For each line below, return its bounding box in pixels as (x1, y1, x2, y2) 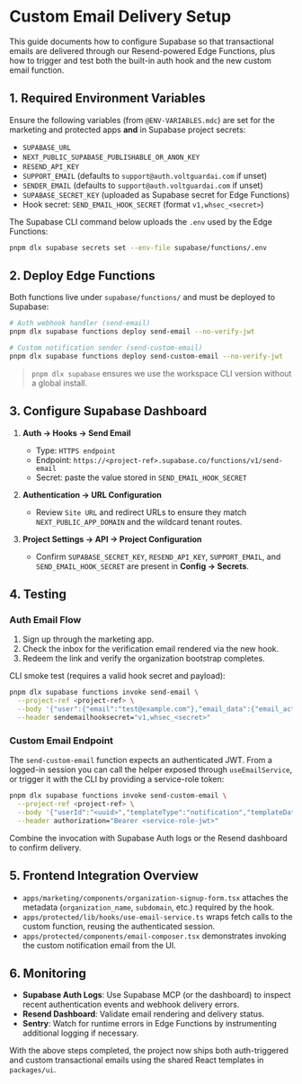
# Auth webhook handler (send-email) (9, 319, 151, 328)
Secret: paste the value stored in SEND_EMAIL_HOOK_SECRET (35, 472, 247, 483)
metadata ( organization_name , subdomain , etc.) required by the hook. (22, 902, 275, 912)
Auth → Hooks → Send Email (22, 427, 131, 438)
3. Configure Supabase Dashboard (9, 404, 208, 419)
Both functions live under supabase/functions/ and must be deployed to (9, 292, 276, 303)
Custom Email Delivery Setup (9, 6, 232, 27)
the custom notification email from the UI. (22, 939, 177, 950)
